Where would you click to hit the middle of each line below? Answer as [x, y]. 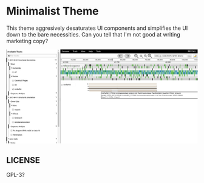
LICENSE [23, 160]
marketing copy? [27, 41]
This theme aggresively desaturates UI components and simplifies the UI [97, 28]
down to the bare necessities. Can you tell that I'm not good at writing [93, 34]
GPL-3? [16, 175]
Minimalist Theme [53, 11]
